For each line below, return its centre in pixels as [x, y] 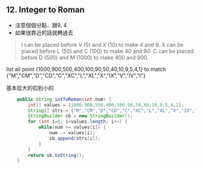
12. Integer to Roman [46, 10]
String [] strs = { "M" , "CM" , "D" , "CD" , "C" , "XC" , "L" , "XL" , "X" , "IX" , [112, 111]
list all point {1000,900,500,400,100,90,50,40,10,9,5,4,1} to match [86, 69]
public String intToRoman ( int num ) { [64, 99]
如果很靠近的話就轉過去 [44, 32]
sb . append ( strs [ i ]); [75, 138]
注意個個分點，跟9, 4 [41, 25]
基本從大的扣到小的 [30, 88]
